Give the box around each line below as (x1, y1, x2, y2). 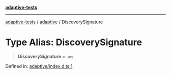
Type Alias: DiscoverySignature (5, 36, 142, 48)
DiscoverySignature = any (17, 53, 74, 59)
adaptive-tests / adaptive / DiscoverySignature (5, 19, 103, 25)
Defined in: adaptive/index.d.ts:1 (5, 63, 73, 69)
